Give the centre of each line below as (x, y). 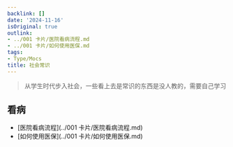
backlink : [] (26, 14)
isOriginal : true (32, 26)
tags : (15, 53)
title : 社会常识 (29, 65)
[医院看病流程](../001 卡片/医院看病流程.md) (80, 128)
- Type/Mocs (24, 59)
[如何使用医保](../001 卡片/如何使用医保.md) (80, 137)
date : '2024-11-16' (36, 20)
